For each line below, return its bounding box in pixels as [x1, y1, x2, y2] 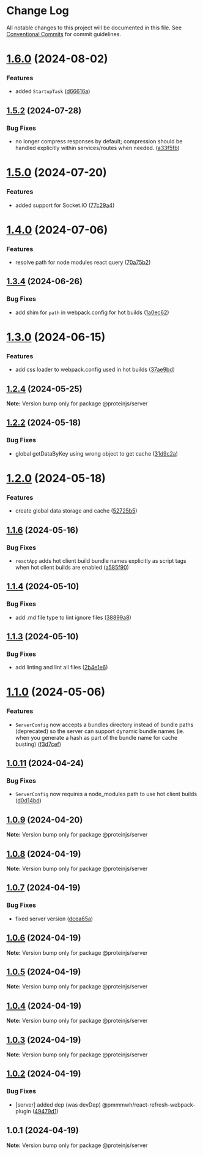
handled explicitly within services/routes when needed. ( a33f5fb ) [15, 145, 180, 152]
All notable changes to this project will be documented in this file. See [6, 24, 182, 31]
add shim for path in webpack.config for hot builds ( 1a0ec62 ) [15, 309, 169, 316]
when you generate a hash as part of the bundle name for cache [15, 734, 178, 741]
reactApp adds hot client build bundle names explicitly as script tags [15, 557, 186, 564]
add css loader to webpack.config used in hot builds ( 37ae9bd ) [15, 366, 175, 374]
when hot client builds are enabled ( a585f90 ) [15, 563, 130, 571]
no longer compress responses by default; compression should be [15, 138, 183, 145]
